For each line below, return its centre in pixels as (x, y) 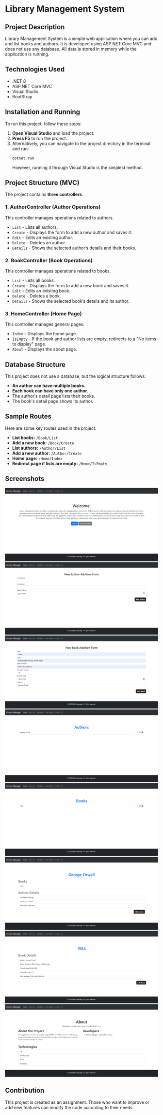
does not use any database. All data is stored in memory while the (71, 49)
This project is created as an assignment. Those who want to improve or (77, 1102)
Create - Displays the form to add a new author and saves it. (72, 232)
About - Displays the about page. (45, 349)
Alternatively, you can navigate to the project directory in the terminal (81, 143)
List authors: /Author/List (39, 448)
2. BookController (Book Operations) (49, 260)
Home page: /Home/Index (37, 458)
